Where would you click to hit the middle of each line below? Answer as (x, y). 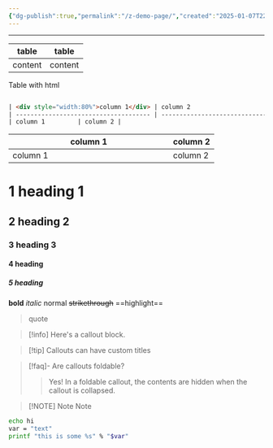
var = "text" (30, 429)
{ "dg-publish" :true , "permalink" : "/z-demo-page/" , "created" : (113, 16)
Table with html (34, 85)
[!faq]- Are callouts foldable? (76, 366)
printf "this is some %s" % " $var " (69, 437)
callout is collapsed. (82, 390)
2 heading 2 (39, 222)
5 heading (26, 282)
